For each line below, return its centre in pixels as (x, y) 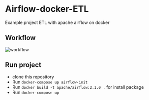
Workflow (20, 38)
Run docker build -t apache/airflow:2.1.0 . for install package (78, 87)
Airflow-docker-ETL (47, 9)
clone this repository (33, 77)
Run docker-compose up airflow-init (50, 82)
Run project (23, 65)
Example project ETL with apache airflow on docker (57, 22)
